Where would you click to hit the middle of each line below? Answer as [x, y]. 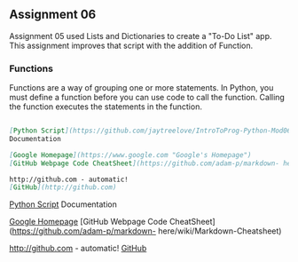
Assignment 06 [53, 15]
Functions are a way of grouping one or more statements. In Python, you [141, 88]
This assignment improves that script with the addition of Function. [131, 45]
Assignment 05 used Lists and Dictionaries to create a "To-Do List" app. [141, 36]
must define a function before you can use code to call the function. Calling [147, 98]
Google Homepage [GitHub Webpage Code [88, 222]
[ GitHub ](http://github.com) [63, 187]
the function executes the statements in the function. [106, 107]
